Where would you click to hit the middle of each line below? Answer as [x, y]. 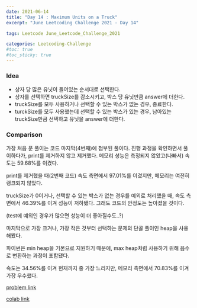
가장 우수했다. [22, 275]
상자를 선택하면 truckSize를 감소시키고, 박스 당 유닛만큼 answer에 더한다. [100, 97]
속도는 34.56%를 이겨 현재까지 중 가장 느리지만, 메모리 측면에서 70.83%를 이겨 [98, 268]
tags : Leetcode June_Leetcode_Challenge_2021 [63, 33]
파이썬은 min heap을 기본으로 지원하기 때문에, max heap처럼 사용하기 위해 [93, 248]
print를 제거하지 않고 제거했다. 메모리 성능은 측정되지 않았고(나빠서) [106, 156]
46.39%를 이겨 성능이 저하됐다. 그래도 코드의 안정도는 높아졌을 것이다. [103, 203]
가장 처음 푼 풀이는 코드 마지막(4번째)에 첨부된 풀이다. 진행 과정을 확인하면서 [94, 148]
